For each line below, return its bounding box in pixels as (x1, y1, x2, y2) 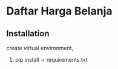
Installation (6, 28, 50, 39)
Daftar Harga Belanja (6, 4, 113, 18)
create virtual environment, (6, 44, 74, 51)
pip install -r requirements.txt (15, 56, 88, 63)
